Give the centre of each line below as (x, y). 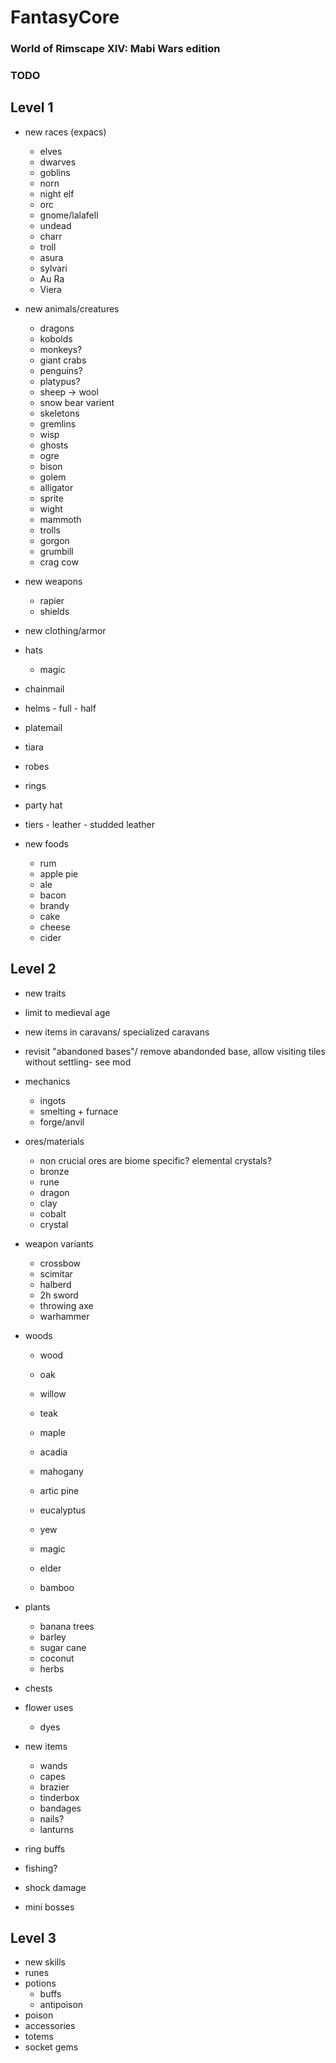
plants (37, 1607)
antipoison (61, 2005)
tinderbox (59, 1797)
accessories (50, 2026)
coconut (57, 1658)
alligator (56, 487)
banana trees (67, 1626)
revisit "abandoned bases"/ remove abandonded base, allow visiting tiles (175, 1051)
